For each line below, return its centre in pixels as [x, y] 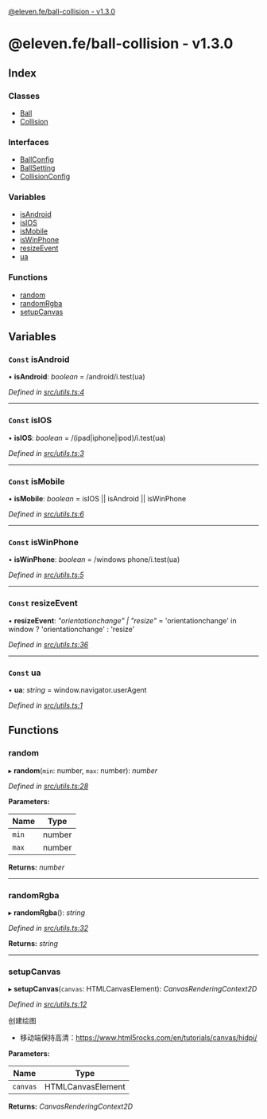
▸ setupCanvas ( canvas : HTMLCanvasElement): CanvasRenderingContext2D [133, 989]
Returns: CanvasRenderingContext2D [71, 1106]
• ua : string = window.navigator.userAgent [77, 689]
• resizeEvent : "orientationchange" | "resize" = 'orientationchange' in [122, 620]
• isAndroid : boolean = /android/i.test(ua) [77, 377]
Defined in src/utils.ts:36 [48, 644]
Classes [24, 96]
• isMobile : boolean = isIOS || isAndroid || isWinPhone [97, 499]
